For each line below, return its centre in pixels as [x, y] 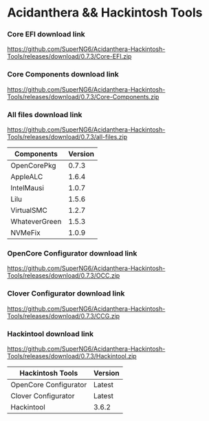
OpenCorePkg [33, 165]
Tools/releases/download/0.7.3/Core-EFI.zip [69, 57]
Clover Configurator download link [66, 294]
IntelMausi [27, 188]
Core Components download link [63, 74]
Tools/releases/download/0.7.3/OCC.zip [64, 276]
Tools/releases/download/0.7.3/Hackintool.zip [72, 356]
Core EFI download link [46, 34]
